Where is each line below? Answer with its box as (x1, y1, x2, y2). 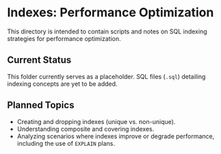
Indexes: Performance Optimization (7, 5, 214, 20)
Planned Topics (7, 99, 75, 111)
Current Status (7, 55, 72, 66)
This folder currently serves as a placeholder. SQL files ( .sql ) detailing (7, 72, 206, 80)
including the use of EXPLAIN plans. (16, 139, 115, 147)
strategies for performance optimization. (7, 34, 121, 42)
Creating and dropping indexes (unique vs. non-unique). (16, 117, 176, 125)
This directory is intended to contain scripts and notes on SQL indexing (7, 27, 207, 35)
